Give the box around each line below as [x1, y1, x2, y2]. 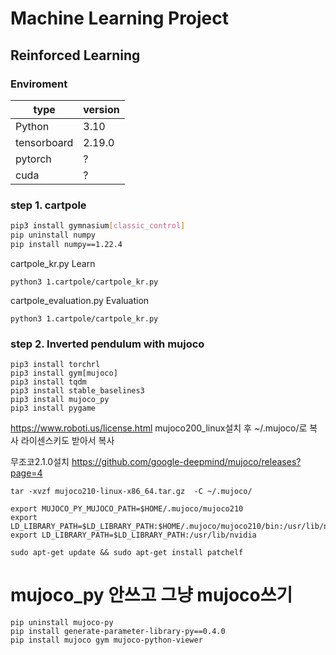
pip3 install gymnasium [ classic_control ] [10, 221, 186, 231]
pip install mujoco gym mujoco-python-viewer [10, 635, 203, 646]
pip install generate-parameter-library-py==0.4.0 [10, 627, 226, 637]
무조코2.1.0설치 [10, 456, 70, 468]
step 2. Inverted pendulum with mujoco [10, 337, 205, 351]
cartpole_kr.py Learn [10, 257, 96, 269]
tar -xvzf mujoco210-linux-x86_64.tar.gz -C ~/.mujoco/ [10, 487, 253, 497]
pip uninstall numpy [10, 230, 97, 241]
